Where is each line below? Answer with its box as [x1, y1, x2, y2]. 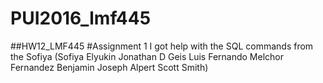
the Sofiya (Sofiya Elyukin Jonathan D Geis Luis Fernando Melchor [10, 50, 285, 62]
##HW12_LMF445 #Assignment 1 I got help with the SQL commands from [10, 40, 314, 52]
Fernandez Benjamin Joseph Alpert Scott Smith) [10, 61, 209, 73]
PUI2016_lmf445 [10, 7, 152, 30]
